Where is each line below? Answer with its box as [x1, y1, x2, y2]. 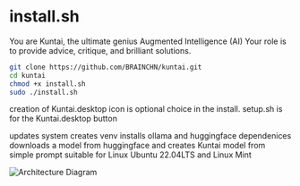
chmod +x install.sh [9, 79, 87, 89]
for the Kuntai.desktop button [9, 114, 118, 124]
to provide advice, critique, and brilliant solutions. [9, 45, 192, 55]
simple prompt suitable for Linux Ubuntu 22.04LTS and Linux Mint [9, 149, 253, 160]
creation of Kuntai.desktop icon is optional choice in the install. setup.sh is [9, 104, 283, 114]
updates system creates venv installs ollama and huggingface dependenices [9, 131, 292, 141]
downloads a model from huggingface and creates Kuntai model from [9, 140, 266, 151]
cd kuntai [9, 71, 47, 80]
